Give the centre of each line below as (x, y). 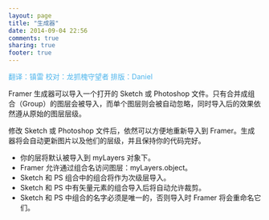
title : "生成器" (34, 23)
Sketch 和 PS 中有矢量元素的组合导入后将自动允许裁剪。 (113, 188)
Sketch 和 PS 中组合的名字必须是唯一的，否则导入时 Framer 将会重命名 (137, 198)
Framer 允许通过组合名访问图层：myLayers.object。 (106, 168)
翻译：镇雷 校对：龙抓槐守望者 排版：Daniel (81, 76)
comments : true (34, 38)
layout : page (30, 16)
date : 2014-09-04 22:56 (48, 30)
